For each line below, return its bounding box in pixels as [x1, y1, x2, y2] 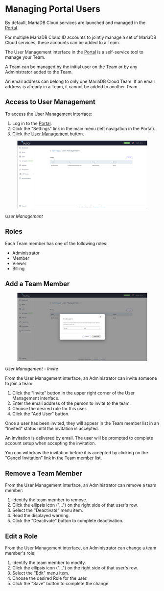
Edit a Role [5, 532, 38, 540]
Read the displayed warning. [12, 513, 70, 518]
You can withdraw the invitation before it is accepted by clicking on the [5, 450, 148, 456]
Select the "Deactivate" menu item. [12, 507, 83, 513]
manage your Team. [5, 54, 46, 60]
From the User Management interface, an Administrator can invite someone [5, 375, 158, 381]
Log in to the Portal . [12, 120, 52, 126]
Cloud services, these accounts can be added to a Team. [5, 39, 120, 45]
